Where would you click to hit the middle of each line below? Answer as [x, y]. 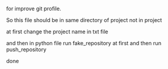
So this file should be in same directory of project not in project [84, 20]
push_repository [26, 49]
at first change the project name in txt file [57, 32]
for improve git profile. [34, 9]
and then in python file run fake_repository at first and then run [84, 43]
